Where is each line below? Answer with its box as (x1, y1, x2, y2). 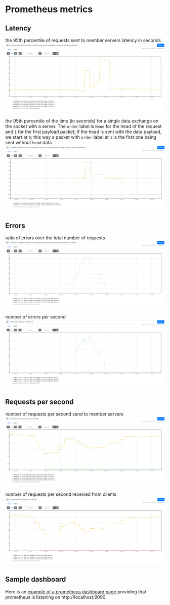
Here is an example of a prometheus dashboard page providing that (5, 588, 147, 595)
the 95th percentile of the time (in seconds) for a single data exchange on (5, 118, 159, 124)
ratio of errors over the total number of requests (5, 235, 105, 241)
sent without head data (5, 139, 52, 145)
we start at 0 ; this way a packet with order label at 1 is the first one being (5, 134, 157, 140)
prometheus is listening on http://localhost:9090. (5, 594, 107, 600)
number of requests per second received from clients (5, 491, 117, 497)
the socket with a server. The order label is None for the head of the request (5, 123, 162, 129)
